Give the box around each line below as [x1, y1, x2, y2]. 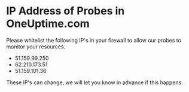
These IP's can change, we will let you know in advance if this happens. [6, 79, 184, 86]
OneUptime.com [6, 17, 90, 30]
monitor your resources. [6, 43, 66, 50]
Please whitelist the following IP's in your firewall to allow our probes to [6, 36, 181, 44]
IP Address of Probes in [6, 4, 125, 18]
